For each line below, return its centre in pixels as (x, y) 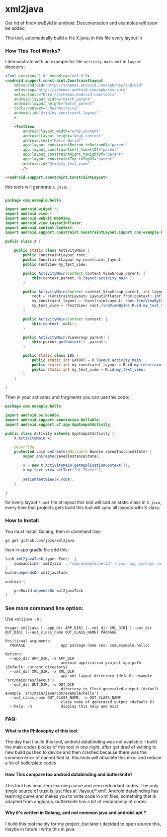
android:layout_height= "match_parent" (54, 104)
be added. (16, 28)
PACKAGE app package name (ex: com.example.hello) (80, 645)
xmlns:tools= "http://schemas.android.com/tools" (65, 95)
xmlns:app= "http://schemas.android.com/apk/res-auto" (71, 90)
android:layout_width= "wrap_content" (62, 131)
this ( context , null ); (54, 324)
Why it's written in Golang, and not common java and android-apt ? (76, 813)
